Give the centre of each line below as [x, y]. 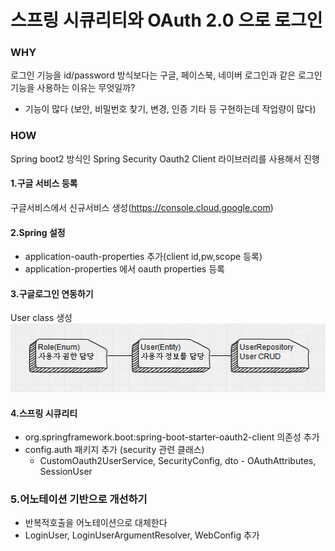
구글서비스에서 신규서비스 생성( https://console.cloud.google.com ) [142, 207]
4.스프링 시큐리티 [44, 413]
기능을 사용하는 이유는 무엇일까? [73, 88]
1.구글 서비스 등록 [44, 183]
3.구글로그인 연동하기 [52, 293]
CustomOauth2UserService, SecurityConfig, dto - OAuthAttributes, [178, 461]
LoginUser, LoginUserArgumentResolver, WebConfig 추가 [142, 535]
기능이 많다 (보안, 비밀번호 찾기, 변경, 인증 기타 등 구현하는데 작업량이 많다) [170, 109]
